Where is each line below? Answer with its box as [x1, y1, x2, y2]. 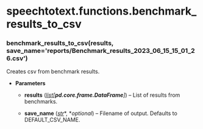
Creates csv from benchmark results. [6, 68, 100, 75]
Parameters [15, 80, 46, 87]
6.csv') [6, 54, 28, 63]
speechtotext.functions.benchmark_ [6, 4, 197, 18]
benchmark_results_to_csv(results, [6, 39, 114, 47]
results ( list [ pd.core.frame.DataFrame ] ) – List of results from [24, 91, 180, 99]
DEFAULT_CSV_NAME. [24, 116, 80, 124]
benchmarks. [24, 98, 58, 105]
